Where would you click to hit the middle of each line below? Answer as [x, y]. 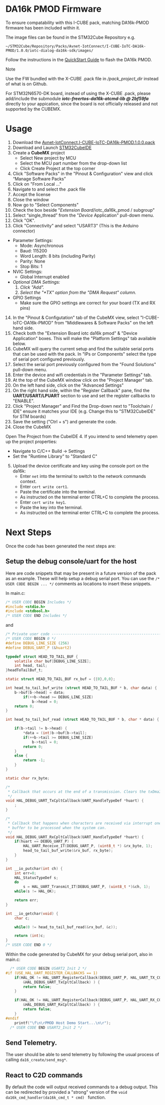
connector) [24, 231]
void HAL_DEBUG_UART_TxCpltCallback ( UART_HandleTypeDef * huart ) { [75, 801]
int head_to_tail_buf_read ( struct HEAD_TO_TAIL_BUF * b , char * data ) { [82, 720]
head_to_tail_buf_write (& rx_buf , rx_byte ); [68, 851]
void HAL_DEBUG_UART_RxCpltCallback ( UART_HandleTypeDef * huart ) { [75, 837]
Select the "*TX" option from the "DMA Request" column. [78, 292]
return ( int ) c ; [30, 936]
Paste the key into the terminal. [51, 507]
